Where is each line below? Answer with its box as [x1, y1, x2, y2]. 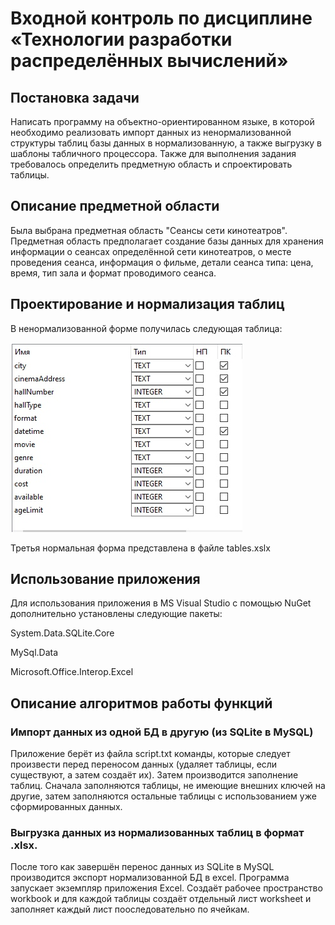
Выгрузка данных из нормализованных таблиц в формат [10, 826, 305, 840]
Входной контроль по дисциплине [10, 7, 313, 30]
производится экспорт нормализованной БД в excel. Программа [10, 872, 290, 884]
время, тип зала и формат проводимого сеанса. [10, 267, 217, 279]
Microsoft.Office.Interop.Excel [10, 666, 134, 678]
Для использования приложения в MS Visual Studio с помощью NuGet [10, 597, 312, 609]
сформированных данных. [10, 801, 123, 813]
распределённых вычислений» [10, 50, 289, 72]
